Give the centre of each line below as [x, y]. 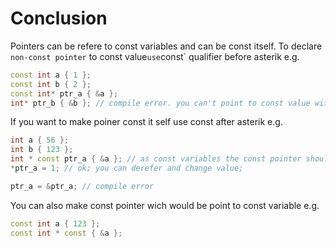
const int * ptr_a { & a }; [64, 93]
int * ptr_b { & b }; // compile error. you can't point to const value [160, 103]
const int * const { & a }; [66, 233]
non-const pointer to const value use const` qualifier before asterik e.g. [155, 56]
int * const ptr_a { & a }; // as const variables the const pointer [156, 159]
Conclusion [59, 18]
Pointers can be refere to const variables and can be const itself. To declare [166, 46]
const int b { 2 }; [51, 84]
